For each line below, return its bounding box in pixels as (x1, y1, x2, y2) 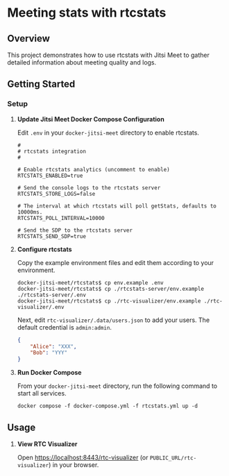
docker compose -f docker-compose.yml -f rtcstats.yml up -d (17, 402, 198, 410)
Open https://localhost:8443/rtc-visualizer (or (17, 453, 149, 461)
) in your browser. (48, 461, 99, 469)
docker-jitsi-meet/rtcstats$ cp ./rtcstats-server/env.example (17, 285, 205, 292)
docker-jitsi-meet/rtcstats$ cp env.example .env (17, 279, 164, 286)
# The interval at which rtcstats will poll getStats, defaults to (17, 203, 217, 210)
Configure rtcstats (17, 245, 72, 253)
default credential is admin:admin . (17, 323, 112, 331)
